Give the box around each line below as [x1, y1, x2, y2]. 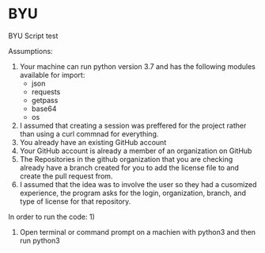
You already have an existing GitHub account [19, 137, 167, 147]
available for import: [19, 70, 85, 79]
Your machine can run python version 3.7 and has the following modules [19, 61, 256, 71]
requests [31, 86, 61, 96]
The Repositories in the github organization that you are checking [19, 154, 233, 163]
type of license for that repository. [19, 196, 131, 206]
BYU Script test [8, 31, 59, 40]
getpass [31, 95, 59, 105]
